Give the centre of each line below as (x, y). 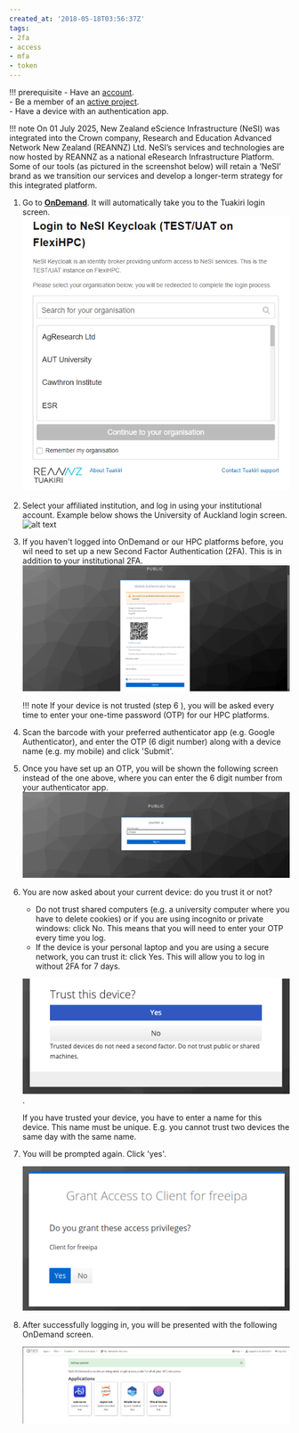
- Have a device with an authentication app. (89, 111)
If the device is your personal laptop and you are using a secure (152, 947)
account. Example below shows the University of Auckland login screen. (154, 515)
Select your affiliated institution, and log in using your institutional (142, 506)
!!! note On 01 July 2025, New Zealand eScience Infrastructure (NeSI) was (145, 128)
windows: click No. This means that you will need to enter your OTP (159, 929)
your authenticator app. (65, 788)
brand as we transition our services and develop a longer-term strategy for (146, 176)
